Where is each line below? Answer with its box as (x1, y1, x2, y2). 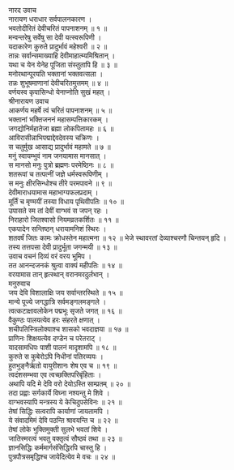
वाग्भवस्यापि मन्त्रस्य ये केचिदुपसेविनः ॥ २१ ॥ (8, 397, 122, 407)
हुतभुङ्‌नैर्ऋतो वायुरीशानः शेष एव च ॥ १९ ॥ (8, 361, 117, 370)
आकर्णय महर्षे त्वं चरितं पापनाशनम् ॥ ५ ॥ (8, 105, 113, 115)
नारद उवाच (8, 6, 37, 15)
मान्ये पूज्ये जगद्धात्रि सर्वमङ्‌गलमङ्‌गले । (8, 297, 107, 306)
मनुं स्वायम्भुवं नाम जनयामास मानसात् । (8, 152, 107, 160)
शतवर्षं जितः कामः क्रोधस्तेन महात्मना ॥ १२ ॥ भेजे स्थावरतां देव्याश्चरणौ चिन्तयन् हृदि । (8, 233, 227, 242)
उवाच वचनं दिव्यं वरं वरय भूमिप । (8, 251, 91, 261)
